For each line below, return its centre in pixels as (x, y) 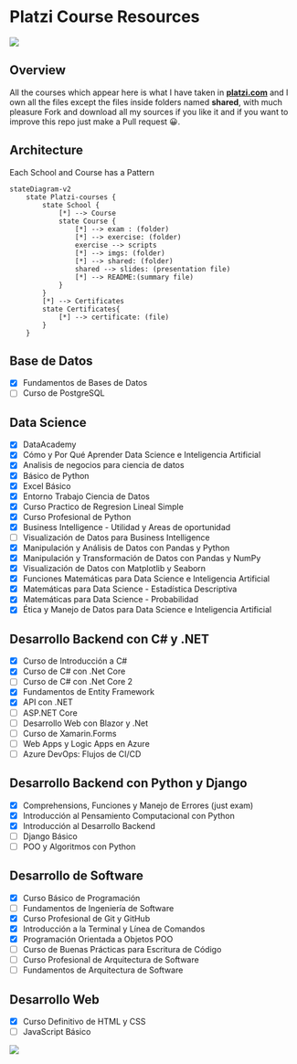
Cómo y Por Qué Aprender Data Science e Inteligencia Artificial (142, 455)
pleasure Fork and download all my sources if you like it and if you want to (149, 112)
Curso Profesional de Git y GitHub (86, 918)
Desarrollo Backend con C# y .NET (110, 638)
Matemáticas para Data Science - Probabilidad (111, 600)
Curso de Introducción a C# (75, 661)
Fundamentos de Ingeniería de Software (98, 908)
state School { (71, 205)
